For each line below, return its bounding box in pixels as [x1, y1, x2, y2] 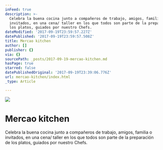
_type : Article [5, 79, 36, 84]
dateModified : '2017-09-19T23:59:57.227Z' [5, 30, 92, 34]
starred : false [5, 66, 36, 71]
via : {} [5, 52, 21, 57]
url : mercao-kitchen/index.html [5, 75, 70, 79]
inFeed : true [5, 7, 32, 12]
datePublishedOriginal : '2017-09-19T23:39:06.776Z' [5, 70, 112, 75]
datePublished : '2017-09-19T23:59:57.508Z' [5, 34, 95, 39]
